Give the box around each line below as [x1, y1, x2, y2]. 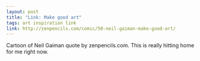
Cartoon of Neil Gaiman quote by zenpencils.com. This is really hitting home [6, 42, 195, 49]
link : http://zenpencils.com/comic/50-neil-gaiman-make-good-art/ [6, 25, 176, 32]
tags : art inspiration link [6, 20, 77, 26]
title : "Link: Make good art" [6, 14, 82, 20]
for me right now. [6, 48, 49, 56]
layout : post [6, 8, 39, 15]
